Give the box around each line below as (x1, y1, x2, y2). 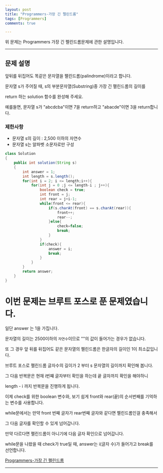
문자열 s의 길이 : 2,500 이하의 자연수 (12, 135, 81, 141)
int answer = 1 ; (22, 169, 55, 174)
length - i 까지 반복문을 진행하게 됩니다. (5, 383, 80, 389)
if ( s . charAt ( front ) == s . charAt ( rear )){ (48, 206, 131, 210)
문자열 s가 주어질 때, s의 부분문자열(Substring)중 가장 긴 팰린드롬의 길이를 (5, 83, 146, 89)
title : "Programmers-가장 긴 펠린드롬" (5, 12, 79, 17)
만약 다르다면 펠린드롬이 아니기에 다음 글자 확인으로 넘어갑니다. (5, 431, 125, 436)
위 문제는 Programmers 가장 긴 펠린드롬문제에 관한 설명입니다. (5, 39, 124, 45)
